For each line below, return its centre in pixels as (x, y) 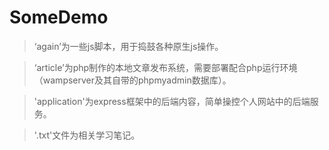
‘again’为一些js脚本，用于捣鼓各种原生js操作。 (128, 46)
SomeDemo (59, 17)
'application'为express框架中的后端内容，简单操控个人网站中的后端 (172, 101)
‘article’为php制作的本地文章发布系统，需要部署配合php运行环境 (165, 67)
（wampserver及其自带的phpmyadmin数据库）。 (132, 80)
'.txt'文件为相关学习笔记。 (87, 135)
